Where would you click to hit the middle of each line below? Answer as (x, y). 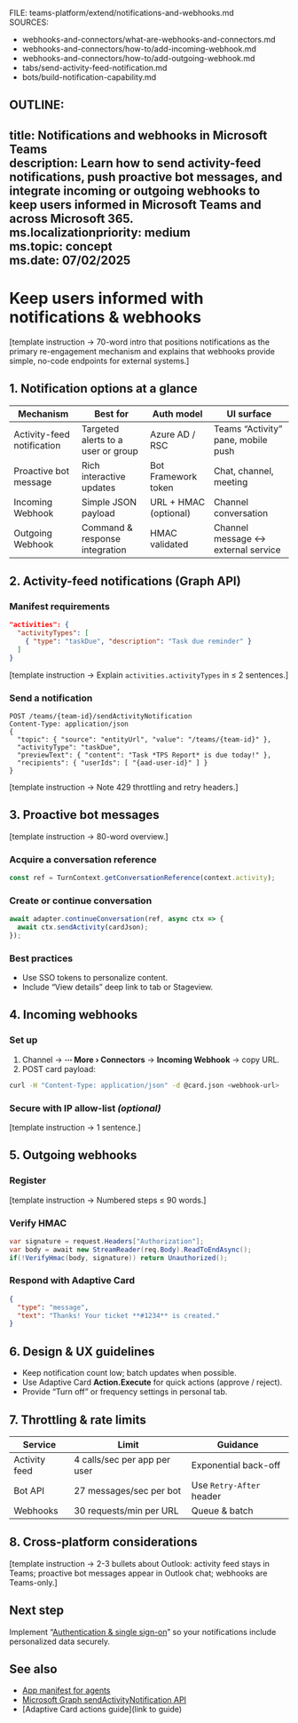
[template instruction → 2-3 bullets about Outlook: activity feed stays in (140, 1563)
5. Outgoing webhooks (73, 1155)
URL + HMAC (178, 502)
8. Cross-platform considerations (103, 1542)
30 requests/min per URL (126, 1511)
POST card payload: (59, 1068)
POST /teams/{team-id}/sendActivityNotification (101, 716)
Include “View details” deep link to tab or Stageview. (118, 987)
